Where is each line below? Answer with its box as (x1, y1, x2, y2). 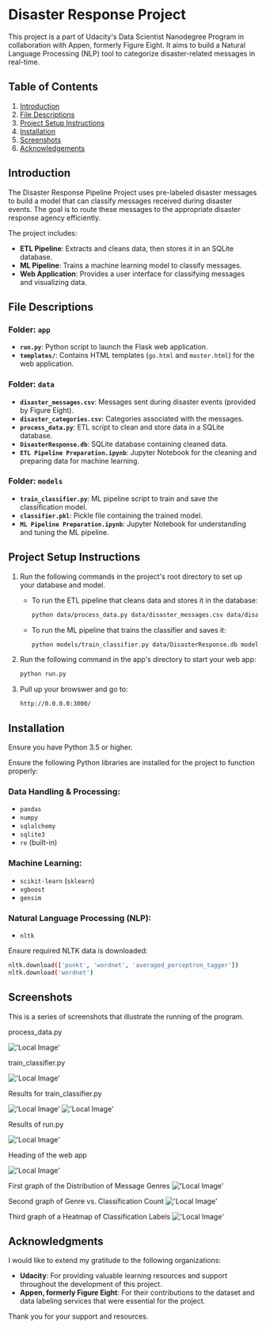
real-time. (8, 57, 40, 67)
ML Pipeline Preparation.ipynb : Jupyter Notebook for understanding (19, 518, 247, 529)
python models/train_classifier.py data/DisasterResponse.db (31, 641, 237, 649)
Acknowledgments (8, 1235, 104, 1248)
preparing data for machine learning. (19, 456, 140, 465)
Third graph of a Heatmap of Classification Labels (8, 1212, 171, 1221)
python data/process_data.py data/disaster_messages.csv (31, 611, 224, 618)
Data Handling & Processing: (8, 786, 121, 797)
